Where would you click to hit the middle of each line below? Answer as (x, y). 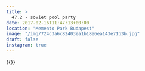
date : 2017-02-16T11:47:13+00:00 (48, 23)
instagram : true (26, 45)
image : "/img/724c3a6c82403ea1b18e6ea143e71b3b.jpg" (73, 34)
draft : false (22, 39)
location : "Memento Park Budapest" (50, 28)
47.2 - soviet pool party (44, 17)
